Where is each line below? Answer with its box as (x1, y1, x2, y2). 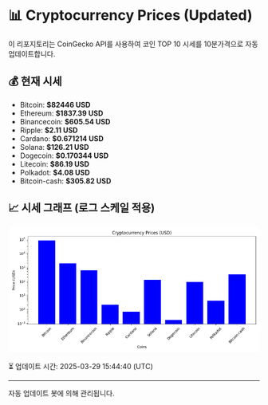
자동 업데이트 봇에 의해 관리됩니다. (8, 388, 115, 398)
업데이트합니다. (8, 49, 56, 58)
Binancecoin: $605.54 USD (19, 116, 111, 126)
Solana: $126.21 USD (19, 142, 89, 151)
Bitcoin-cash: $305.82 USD (19, 176, 112, 186)
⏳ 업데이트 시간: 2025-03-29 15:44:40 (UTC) (8, 361, 153, 371)
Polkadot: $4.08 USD (19, 167, 90, 177)
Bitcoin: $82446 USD (19, 100, 91, 109)
